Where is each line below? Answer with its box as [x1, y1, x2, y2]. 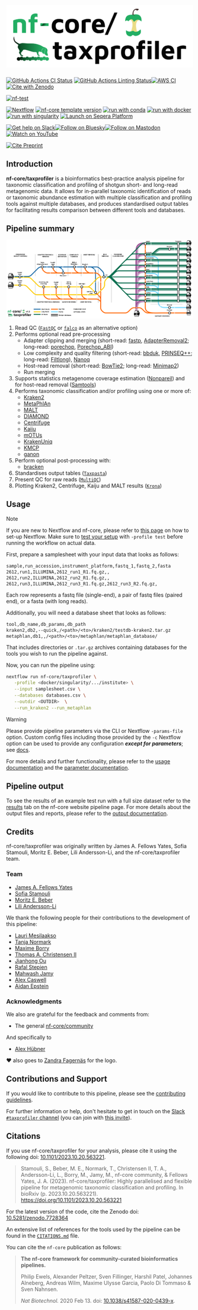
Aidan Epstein [14, 983, 49, 990]
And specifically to [6, 1034, 52, 1041]
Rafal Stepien [14, 963, 47, 971]
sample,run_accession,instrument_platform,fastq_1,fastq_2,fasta [6, 563, 171, 569]
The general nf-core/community [14, 1022, 94, 1029]
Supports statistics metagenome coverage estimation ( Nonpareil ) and [14, 374, 185, 382]
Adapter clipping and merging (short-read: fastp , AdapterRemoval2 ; [23, 336, 190, 344]
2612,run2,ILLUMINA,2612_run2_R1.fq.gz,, [6, 575, 110, 581]
